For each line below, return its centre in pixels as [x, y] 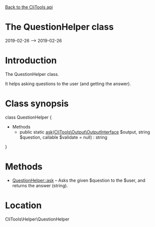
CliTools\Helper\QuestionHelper [37, 219]
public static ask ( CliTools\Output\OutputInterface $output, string [85, 132]
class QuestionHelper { [29, 117]
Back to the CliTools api [29, 7]
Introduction [31, 61]
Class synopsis [37, 104]
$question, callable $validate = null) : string [63, 137]
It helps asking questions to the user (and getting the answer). [68, 84]
